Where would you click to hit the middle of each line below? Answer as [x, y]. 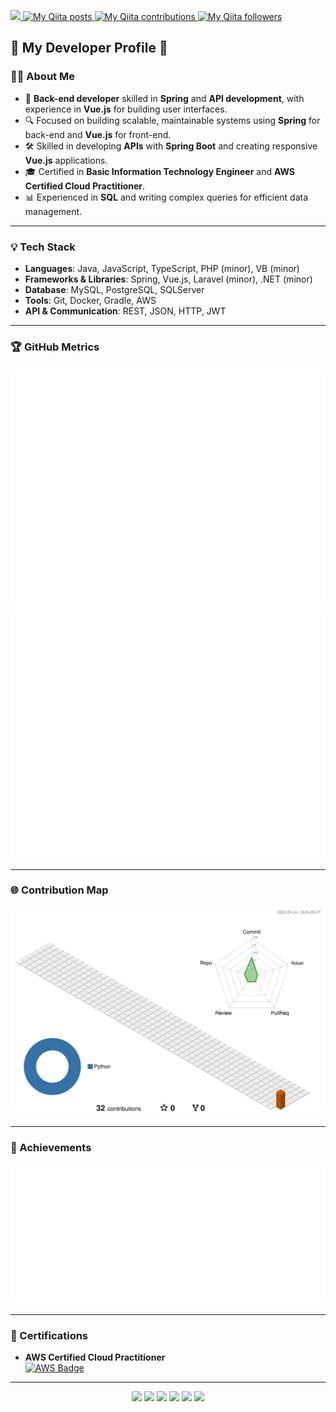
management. [53, 211]
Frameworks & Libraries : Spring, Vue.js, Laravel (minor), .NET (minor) [168, 279]
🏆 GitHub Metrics [55, 347]
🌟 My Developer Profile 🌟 [89, 48]
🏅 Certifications [49, 1335]
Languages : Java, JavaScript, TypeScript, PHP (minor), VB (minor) [162, 268]
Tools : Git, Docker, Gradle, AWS [90, 300]
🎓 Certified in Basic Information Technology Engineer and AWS [160, 171]
